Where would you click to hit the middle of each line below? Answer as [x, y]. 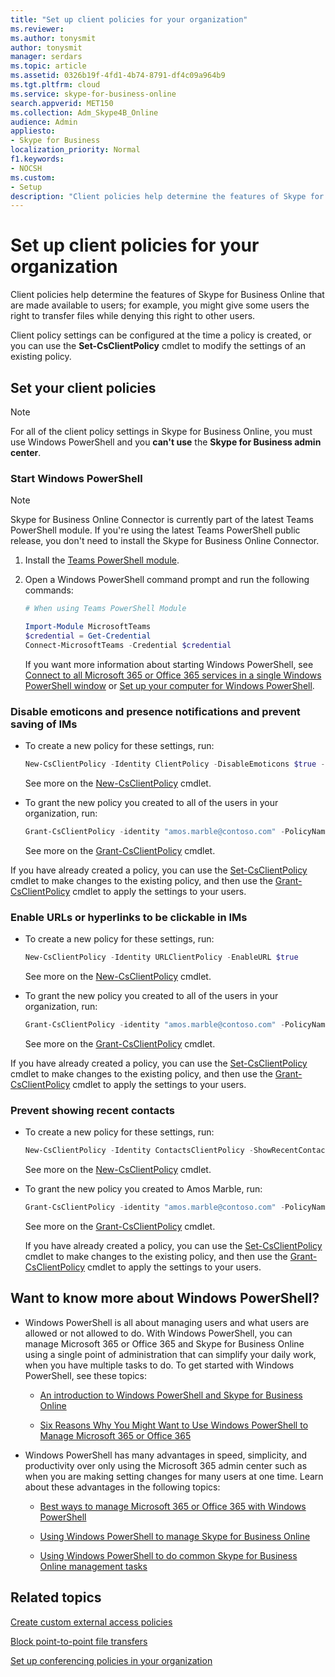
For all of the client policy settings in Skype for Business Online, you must [161, 431]
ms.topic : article [48, 66]
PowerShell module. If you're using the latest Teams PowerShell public [155, 530]
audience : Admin [44, 122]
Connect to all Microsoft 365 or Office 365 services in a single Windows [173, 675]
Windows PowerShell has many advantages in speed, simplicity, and [166, 1455]
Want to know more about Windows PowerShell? [165, 1298]
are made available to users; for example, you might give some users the [160, 305]
